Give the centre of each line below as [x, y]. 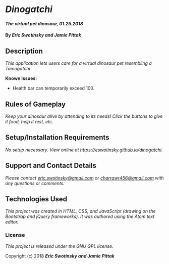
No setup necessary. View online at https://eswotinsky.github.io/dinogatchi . [84, 150]
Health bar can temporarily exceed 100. [53, 88]
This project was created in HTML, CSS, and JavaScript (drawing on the [80, 211]
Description [24, 51]
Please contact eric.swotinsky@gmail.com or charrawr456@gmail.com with [84, 178]
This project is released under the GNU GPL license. [59, 246]
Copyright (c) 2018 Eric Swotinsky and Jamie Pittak [60, 256]
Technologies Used [36, 199]
